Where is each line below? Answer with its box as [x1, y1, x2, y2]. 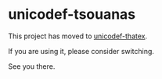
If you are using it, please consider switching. [8, 46, 155, 56]
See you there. [8, 61, 56, 71]
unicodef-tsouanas [8, 5, 136, 23]
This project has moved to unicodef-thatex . [8, 31, 147, 41]
